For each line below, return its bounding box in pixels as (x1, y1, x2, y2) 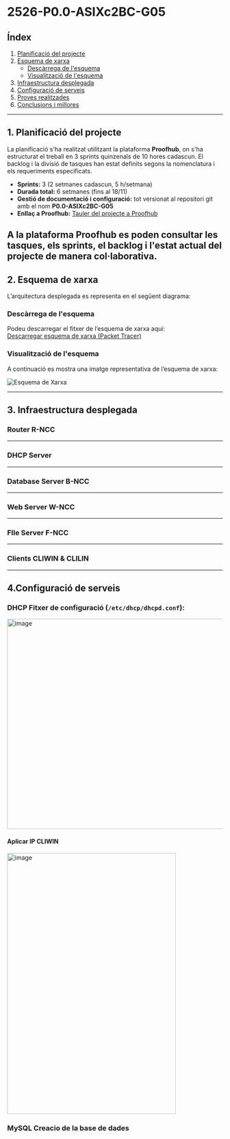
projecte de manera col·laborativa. (7, 251, 157, 262)
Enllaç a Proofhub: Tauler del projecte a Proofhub (16, 209, 158, 217)
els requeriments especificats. (7, 167, 92, 175)
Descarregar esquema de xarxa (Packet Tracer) (7, 332, 142, 340)
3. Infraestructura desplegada (7, 404, 138, 415)
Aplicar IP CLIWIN (7, 837, 60, 846)
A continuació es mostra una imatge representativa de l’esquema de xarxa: (7, 365, 218, 373)
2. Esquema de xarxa (7, 273, 99, 285)
